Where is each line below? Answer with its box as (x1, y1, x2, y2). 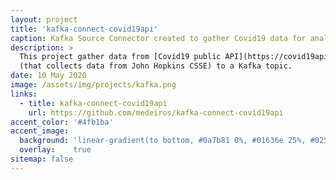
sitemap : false (10, 154, 74, 164)
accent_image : (10, 126, 70, 136)
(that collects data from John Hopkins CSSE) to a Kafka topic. (19, 61, 293, 71)
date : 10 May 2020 (10, 71, 87, 81)
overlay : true (19, 145, 92, 155)
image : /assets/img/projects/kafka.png (10, 80, 177, 90)
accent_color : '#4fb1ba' (10, 117, 114, 127)
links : (10, 89, 38, 99)
